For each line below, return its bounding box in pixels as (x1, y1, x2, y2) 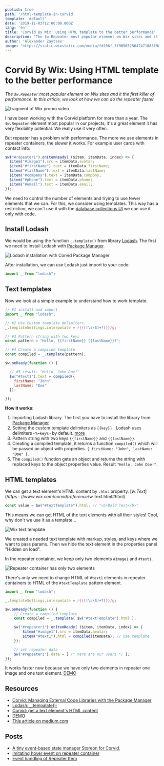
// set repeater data (14, 647, 58, 652)
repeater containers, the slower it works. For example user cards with (5, 140, 145, 146)
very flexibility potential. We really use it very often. (5, 125, 108, 131)
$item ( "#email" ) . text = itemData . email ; (9, 181, 93, 187)
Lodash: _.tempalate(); (12, 703, 58, 708)
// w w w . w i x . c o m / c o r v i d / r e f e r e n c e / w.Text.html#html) (20, 494, 125, 499)
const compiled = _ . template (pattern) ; (5, 352, 86, 357)
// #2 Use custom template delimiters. (5, 321, 86, 325)
